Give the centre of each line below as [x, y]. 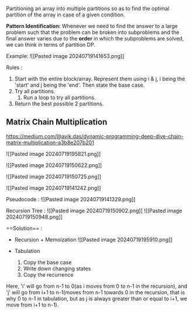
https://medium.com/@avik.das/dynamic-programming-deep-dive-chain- [95, 136]
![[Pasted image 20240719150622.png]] [54, 165]
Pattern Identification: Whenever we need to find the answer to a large [92, 26]
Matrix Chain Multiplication [57, 122]
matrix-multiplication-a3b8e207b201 [50, 142]
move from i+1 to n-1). [32, 305]
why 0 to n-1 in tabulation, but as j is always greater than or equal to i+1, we [96, 298]
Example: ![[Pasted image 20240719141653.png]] [65, 56]
